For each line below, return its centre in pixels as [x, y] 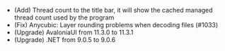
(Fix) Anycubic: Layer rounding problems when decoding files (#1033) [116, 25]
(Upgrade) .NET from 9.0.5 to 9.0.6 [65, 40]
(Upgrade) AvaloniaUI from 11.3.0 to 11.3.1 [74, 32]
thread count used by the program [64, 17]
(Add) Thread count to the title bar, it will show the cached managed [114, 10]
